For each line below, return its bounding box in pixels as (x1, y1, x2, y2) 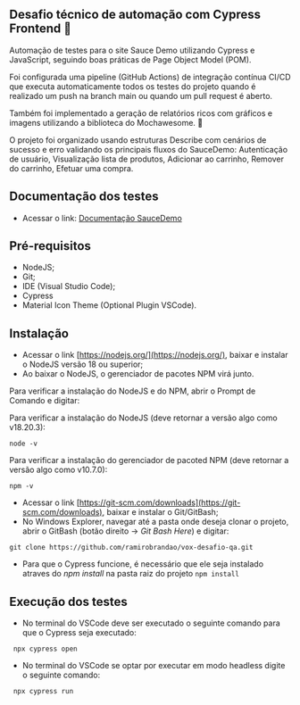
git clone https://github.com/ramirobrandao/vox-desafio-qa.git (9, 543, 254, 552)
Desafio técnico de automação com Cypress (9, 7, 262, 22)
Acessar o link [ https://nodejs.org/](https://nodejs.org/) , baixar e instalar (21, 350, 288, 361)
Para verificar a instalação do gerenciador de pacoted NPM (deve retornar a (9, 455, 289, 466)
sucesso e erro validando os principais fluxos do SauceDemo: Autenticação (9, 144, 288, 154)
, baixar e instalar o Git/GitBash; (102, 507, 219, 518)
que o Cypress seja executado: (21, 627, 137, 638)
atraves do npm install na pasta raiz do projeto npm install (21, 568, 239, 579)
